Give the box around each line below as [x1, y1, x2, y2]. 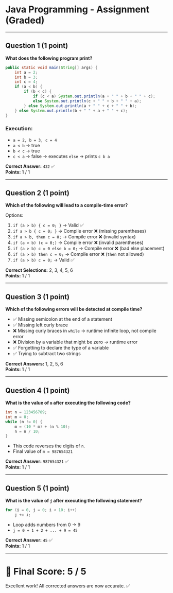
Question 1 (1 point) [5, 41, 68, 50]
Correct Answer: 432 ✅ [5, 163, 55, 169]
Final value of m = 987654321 [12, 448, 73, 455]
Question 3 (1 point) [5, 292, 70, 301]
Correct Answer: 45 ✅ [5, 537, 53, 543]
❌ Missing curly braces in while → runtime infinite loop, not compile [12, 328, 157, 334]
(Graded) [5, 14, 45, 26]
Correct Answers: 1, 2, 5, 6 [5, 361, 63, 367]
